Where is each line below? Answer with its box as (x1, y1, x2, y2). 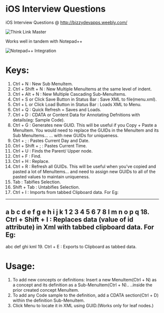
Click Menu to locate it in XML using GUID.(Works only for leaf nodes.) (12, 302, 154, 308)
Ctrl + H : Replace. (12, 158, 50, 164)
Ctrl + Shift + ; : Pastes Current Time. (12, 142, 87, 149)
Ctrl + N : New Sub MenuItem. (12, 81, 73, 87)
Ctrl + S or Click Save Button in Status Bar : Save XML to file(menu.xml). (12, 96, 157, 102)
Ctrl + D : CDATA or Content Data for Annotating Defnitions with (12, 112, 140, 118)
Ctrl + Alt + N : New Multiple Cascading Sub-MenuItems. (12, 91, 127, 97)
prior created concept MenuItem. (12, 287, 79, 293)
